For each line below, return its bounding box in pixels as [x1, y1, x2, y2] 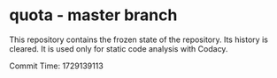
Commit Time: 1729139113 [9, 60, 104, 71]
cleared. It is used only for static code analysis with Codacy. [9, 43, 228, 53]
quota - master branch [9, 5, 178, 25]
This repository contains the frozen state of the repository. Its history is [9, 34, 268, 45]
